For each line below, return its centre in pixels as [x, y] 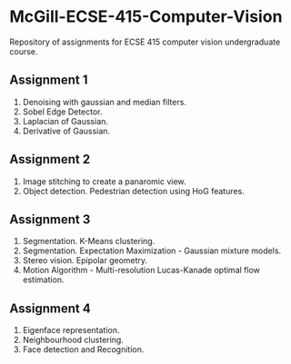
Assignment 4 [50, 308]
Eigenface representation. [71, 330]
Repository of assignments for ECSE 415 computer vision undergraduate [145, 42]
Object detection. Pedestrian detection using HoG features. [134, 191]
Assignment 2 [50, 159]
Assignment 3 [50, 219]
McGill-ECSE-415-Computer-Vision [146, 17]
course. [24, 51]
